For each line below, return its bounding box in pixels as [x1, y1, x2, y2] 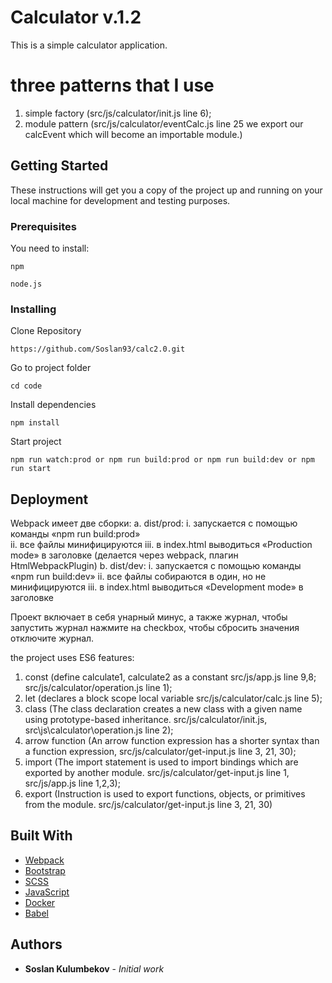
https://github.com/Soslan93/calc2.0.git [10, 344, 186, 355]
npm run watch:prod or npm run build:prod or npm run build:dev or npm [10, 455, 315, 465]
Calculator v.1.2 [10, 6, 142, 29]
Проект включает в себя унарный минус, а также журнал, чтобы [10, 611, 288, 623]
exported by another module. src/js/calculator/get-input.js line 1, [24, 767, 290, 779]
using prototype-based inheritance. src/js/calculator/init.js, [24, 714, 268, 726]
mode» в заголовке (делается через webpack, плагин [10, 549, 239, 561]
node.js [10, 279, 43, 289]
